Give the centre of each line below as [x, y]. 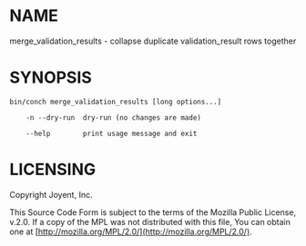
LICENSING [53, 170]
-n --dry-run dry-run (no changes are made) [114, 118]
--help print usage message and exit [112, 133]
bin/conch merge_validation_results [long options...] [116, 102]
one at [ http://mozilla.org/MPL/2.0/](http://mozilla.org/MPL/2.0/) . [131, 231]
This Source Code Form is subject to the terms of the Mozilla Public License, [153, 212]
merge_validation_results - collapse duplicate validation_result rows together [153, 41]
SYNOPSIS [51, 78]
